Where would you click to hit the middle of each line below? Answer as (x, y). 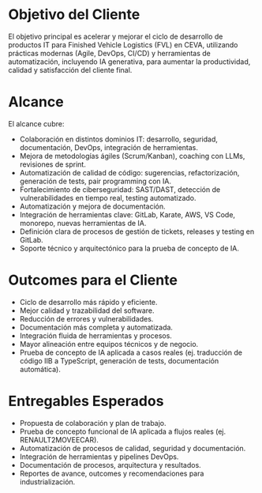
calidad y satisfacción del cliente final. (70, 70)
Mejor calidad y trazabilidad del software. (87, 310)
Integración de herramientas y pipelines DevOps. (99, 457)
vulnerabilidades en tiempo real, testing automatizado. (108, 198)
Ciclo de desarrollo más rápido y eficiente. (88, 302)
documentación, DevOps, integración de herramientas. (109, 147)
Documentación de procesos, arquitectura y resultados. (110, 465)
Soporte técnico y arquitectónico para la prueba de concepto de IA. (129, 248)
